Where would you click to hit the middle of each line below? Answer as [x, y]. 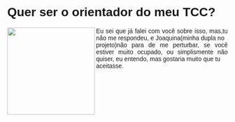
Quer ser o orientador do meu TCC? [112, 12]
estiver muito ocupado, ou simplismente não [162, 52]
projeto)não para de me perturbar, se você [162, 45]
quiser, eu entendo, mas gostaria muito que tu [158, 59]
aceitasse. [110, 66]
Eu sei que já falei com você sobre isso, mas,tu [162, 31]
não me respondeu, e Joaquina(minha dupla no [161, 38]
